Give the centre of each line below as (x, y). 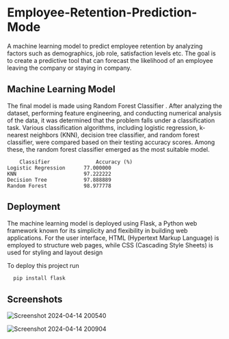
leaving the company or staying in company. (69, 68)
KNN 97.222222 (59, 174)
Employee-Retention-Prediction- (102, 13)
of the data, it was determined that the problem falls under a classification (111, 120)
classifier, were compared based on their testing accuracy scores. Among (111, 142)
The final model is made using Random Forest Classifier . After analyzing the (114, 106)
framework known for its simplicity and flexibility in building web (97, 230)
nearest (18, 135)
